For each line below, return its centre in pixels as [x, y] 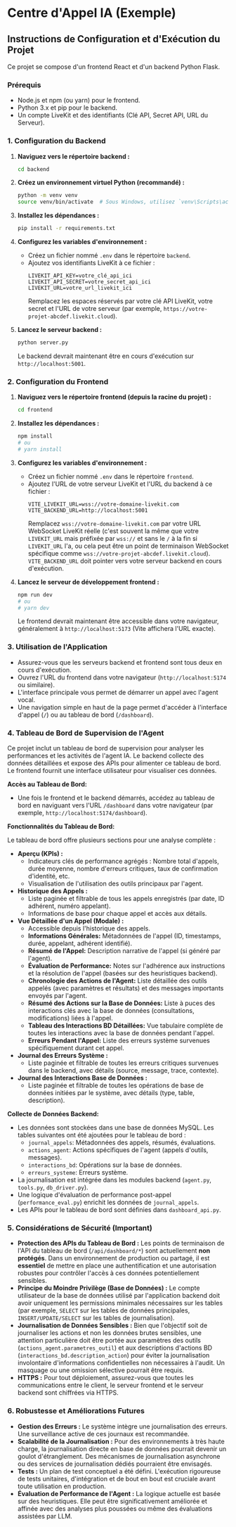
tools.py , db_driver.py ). [53, 1187]
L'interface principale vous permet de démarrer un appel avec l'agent [118, 692]
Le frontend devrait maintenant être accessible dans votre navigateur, [118, 621]
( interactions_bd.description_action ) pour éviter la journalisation [113, 1355]
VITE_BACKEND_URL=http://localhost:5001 [88, 510]
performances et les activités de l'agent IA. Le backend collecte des [106, 755]
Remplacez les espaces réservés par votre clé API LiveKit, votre [120, 301]
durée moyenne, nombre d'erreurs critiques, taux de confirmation [123, 868]
